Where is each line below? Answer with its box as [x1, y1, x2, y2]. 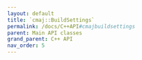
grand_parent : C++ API [7, 36, 73, 43]
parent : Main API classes [7, 29, 82, 37]
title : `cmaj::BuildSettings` [7, 17, 95, 23]
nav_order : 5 [7, 42, 45, 49]
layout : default [7, 10, 54, 17]
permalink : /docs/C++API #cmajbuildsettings [7, 23, 136, 30]
